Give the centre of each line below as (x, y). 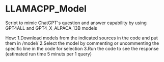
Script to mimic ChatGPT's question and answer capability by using (76, 23)
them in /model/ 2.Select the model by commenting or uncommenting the (82, 43)
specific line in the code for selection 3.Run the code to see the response (82, 48)
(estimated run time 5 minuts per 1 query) (49, 54)
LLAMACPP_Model (46, 9)
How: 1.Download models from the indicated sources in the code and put (81, 38)
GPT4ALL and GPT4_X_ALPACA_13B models (51, 28)
